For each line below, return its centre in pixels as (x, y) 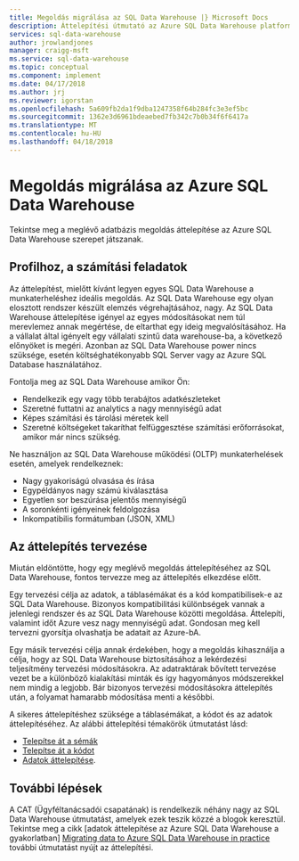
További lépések (56, 788)
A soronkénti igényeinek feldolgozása (91, 509)
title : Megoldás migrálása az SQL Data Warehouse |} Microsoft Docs (139, 17)
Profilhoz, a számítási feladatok (99, 267)
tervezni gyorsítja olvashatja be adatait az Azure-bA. (105, 633)
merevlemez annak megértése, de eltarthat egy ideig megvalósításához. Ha (148, 326)
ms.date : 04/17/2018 (48, 84)
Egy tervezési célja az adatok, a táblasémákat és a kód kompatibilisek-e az (146, 594)
